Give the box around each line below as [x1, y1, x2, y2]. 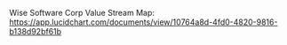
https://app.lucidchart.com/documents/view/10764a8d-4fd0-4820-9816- [9, 17, 278, 27]
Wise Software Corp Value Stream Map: [9, 8, 155, 18]
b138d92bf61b [9, 26, 62, 36]
